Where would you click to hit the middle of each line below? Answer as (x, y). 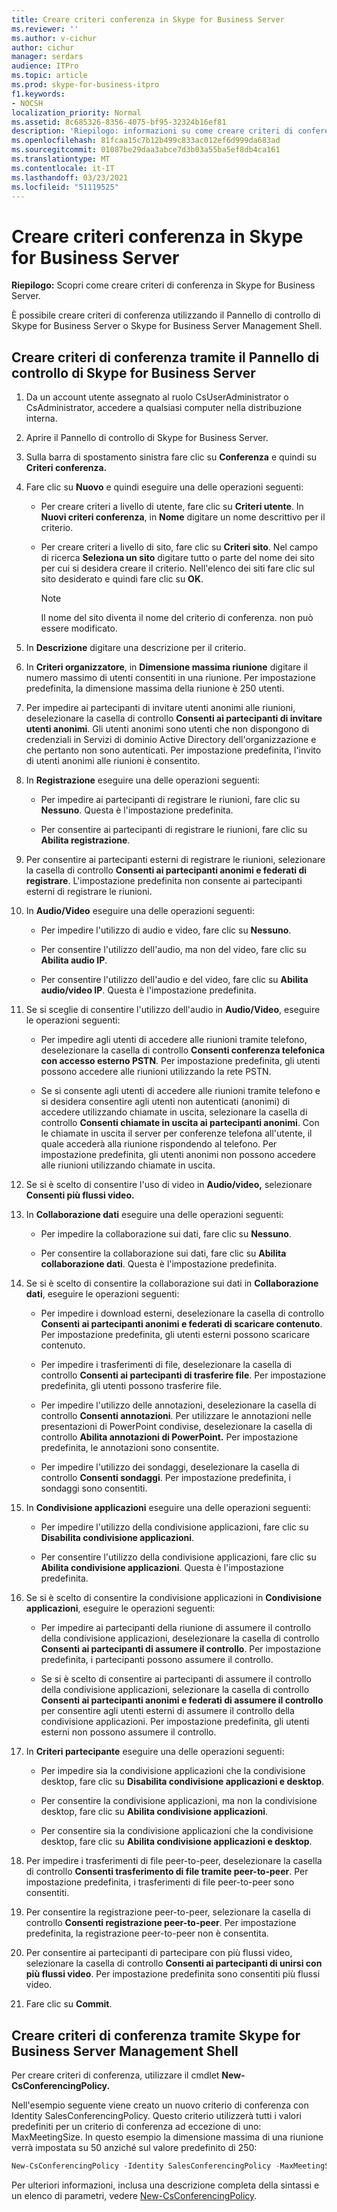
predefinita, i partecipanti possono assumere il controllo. (157, 1660)
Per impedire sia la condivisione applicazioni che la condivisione (173, 1771)
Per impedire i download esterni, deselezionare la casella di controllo (182, 1313)
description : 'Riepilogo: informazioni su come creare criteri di (152, 131)
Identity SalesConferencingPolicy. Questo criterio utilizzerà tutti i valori (156, 2115)
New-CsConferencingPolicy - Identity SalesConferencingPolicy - (146, 2166)
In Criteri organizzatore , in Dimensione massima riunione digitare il (166, 667)
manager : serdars (47, 57)
